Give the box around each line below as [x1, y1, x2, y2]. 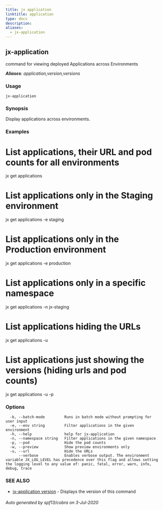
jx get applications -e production [5, 260, 71, 266]
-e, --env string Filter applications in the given [10, 423, 134, 428]
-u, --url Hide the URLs [10, 449, 93, 454]
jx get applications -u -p [5, 391, 54, 397]
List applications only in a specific [5, 277, 146, 288]
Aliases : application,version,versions [5, 70, 80, 76]
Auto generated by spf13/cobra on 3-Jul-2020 [5, 500, 99, 506]
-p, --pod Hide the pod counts [10, 441, 106, 445]
